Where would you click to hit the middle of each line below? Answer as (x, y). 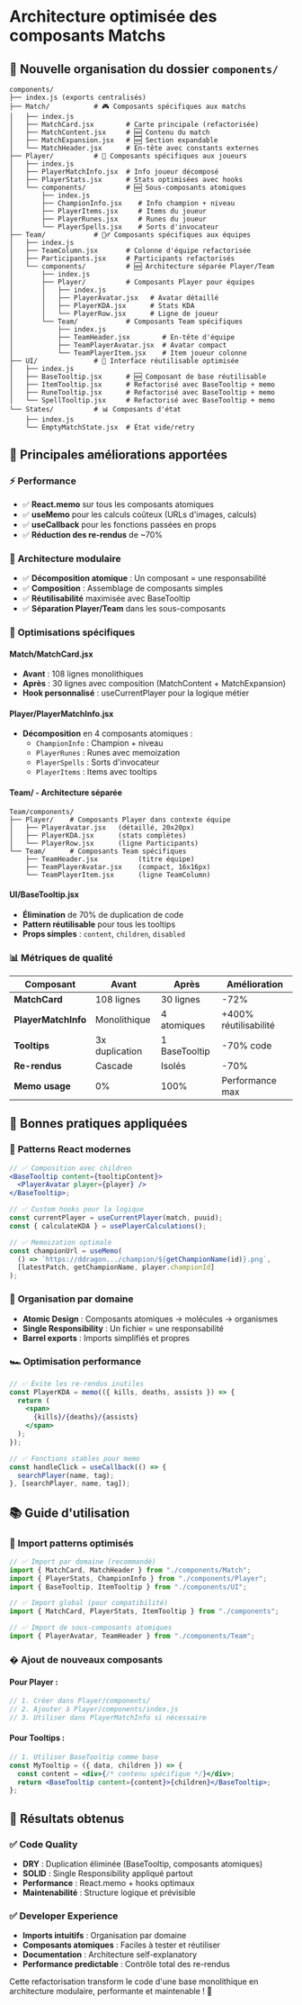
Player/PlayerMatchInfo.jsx (62, 713)
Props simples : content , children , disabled (104, 933)
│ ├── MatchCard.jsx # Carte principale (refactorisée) (134, 124)
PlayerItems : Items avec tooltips (96, 772)
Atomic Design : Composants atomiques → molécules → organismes (150, 1319)
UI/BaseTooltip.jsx (44, 894)
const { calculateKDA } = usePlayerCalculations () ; (108, 1226)
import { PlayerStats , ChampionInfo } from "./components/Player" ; (138, 1578)
